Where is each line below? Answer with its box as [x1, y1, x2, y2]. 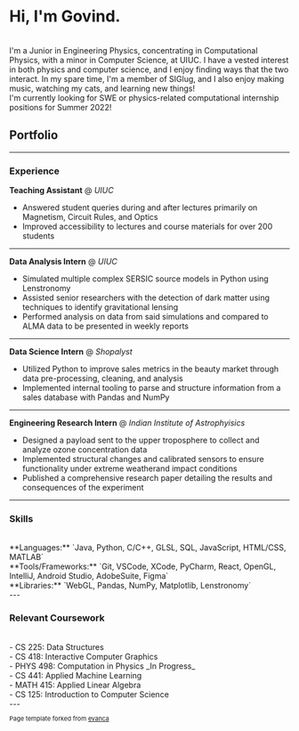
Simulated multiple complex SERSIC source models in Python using [21, 273, 269, 284]
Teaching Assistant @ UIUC [9, 185, 114, 196]
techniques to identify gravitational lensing [21, 302, 179, 313]
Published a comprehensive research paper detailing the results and [21, 473, 273, 483]
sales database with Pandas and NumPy [21, 392, 170, 402]
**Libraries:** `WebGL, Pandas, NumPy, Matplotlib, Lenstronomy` [9, 581, 252, 591]
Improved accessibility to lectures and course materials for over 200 [21, 221, 273, 232]
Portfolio [9, 127, 59, 143]
